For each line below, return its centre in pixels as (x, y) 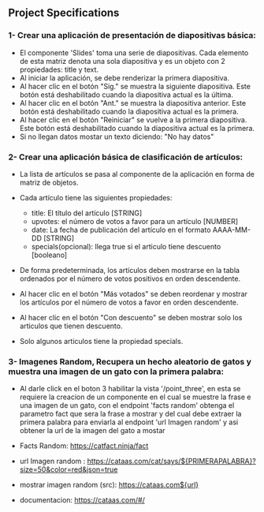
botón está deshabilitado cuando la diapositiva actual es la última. (126, 95)
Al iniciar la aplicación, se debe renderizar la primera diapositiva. (125, 77)
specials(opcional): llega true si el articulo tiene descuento (126, 246)
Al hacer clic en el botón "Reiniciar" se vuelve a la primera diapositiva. (133, 120)
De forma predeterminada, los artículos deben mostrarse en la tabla (130, 270)
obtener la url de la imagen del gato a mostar (92, 431)
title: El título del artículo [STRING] (87, 213)
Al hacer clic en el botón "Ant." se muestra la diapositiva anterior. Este (133, 103)
